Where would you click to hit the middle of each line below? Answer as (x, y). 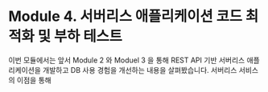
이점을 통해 (34, 80)
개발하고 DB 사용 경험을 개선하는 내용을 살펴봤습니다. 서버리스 (140, 70)
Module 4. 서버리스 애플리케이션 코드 (126, 16)
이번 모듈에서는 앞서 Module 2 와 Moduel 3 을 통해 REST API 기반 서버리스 (127, 60)
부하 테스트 (88, 36)
